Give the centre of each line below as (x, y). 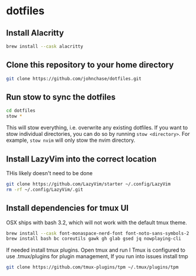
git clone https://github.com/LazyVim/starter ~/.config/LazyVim (88, 184)
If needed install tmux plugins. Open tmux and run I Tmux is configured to (96, 250)
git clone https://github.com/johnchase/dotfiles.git (74, 78)
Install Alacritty (35, 33)
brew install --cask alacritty (45, 46)
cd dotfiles (21, 111)
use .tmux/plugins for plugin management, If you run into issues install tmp (97, 256)
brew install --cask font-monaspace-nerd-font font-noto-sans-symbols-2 (98, 233)
